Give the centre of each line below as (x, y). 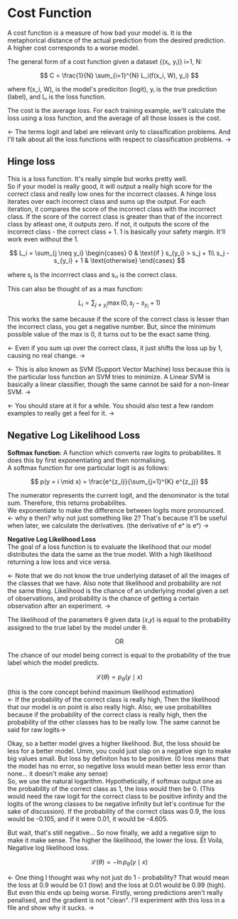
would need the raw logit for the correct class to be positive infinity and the (117, 796)
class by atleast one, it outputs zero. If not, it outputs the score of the (108, 224)
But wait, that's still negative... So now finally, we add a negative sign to (112, 833)
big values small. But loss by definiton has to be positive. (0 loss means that (118, 758)
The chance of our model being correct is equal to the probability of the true (119, 655)
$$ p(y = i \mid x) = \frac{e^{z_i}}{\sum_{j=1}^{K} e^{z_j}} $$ (119, 482)
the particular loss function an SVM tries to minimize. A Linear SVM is (109, 376)
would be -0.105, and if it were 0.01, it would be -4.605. (88, 819)
